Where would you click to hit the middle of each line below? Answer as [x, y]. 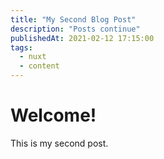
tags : [21, 47]
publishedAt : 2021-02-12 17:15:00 [82, 38]
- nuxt [33, 57]
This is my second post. [59, 143]
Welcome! [53, 115]
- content [39, 66]
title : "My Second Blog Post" [73, 19]
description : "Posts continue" [75, 29]
